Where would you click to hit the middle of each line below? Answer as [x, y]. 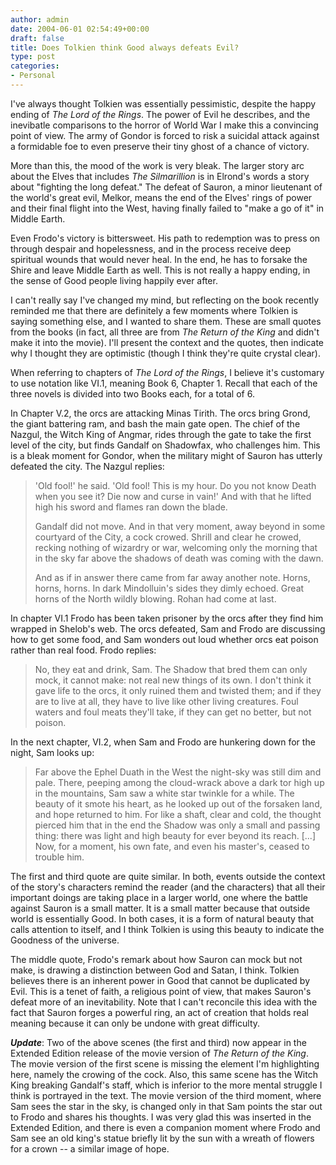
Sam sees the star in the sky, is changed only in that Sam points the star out [166, 1106]
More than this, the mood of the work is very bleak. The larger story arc [157, 165]
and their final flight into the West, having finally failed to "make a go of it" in [167, 208]
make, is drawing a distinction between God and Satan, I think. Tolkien [155, 970]
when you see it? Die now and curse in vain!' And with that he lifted [173, 496]
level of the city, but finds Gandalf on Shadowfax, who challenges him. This [165, 445]
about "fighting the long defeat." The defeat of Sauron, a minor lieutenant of [166, 187]
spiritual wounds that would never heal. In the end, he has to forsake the [159, 259]
